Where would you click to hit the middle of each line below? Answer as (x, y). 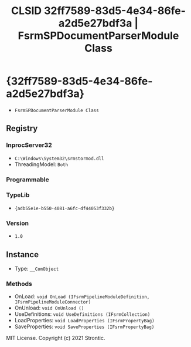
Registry (22, 128)
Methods (19, 284)
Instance (23, 255)
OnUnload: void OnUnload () (49, 308)
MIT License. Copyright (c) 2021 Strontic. (56, 338)
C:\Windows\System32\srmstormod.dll (59, 159)
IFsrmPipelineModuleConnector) (53, 302)
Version (18, 223)
